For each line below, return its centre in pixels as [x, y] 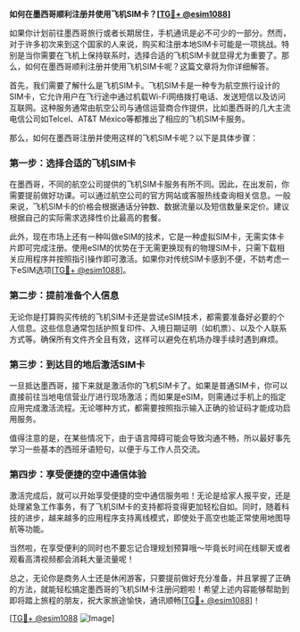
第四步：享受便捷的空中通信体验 [78, 474]
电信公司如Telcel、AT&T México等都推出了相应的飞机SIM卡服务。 [129, 119]
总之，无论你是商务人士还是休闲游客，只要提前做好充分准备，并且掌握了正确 [150, 578]
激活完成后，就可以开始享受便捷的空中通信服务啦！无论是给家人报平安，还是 [150, 495]
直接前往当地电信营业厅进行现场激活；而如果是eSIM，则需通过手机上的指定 [148, 396]
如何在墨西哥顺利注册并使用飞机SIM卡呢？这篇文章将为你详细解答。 [149, 67]
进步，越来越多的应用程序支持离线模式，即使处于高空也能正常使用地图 [154, 518]
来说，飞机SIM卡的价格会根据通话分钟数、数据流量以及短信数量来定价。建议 [150, 207]
